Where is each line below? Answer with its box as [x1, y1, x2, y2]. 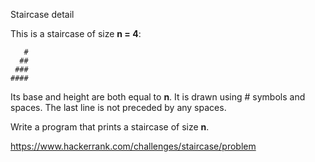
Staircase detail [10, 9, 75, 20]
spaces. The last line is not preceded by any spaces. [10, 102, 227, 113]
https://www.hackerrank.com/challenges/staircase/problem [10, 140, 257, 152]
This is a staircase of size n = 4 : [10, 28, 142, 39]
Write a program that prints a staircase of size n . [10, 121, 210, 133]
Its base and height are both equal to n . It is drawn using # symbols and [10, 91, 306, 103]
